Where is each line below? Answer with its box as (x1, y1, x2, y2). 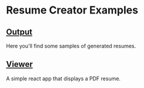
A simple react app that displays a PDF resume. (6, 75, 121, 82)
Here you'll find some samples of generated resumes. (6, 42, 136, 49)
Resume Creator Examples (6, 4, 139, 17)
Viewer (6, 59, 34, 69)
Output (6, 27, 32, 37)
